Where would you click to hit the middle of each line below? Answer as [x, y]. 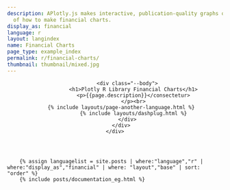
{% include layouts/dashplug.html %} [133, 113]
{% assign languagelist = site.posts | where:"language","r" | [112, 161]
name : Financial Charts [41, 45]
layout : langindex [33, 39]
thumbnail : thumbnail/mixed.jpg [53, 64]
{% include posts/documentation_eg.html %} [82, 179]
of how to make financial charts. [62, 20]
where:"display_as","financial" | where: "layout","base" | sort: [104, 167]
